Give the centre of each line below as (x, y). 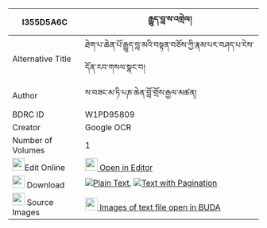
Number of (33, 140)
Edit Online (45, 168)
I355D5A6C (45, 21)
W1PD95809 (110, 114)
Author (25, 95)
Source (40, 202)
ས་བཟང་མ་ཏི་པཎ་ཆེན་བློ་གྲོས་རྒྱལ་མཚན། (141, 93)
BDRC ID (29, 114)
